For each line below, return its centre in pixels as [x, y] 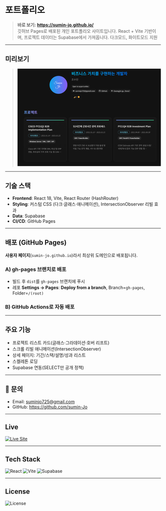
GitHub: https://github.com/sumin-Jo [50, 407]
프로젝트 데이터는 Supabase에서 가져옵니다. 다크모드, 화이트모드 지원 [91, 37]
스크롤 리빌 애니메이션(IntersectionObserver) [57, 349]
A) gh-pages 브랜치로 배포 [36, 269]
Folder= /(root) [28, 293]
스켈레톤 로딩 [25, 361]
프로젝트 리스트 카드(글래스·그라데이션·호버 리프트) [61, 342]
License [18, 491]
